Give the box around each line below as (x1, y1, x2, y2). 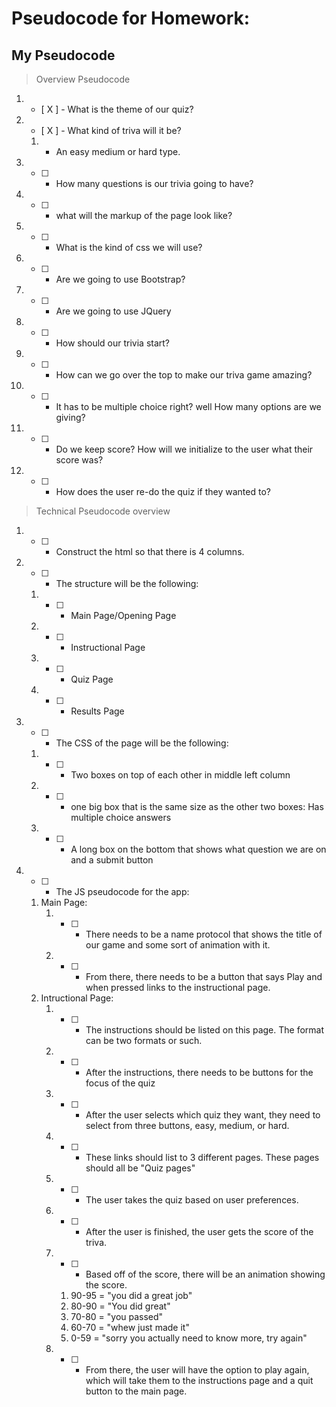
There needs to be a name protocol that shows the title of (85, 928, 323, 940)
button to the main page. (85, 1385, 188, 1397)
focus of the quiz (85, 1077, 156, 1089)
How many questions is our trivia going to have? (55, 178, 254, 189)
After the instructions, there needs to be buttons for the (85, 1067, 314, 1078)
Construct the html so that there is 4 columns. (55, 546, 245, 557)
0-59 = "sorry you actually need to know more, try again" (70, 1332, 308, 1344)
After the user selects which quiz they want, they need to (85, 1109, 321, 1121)
